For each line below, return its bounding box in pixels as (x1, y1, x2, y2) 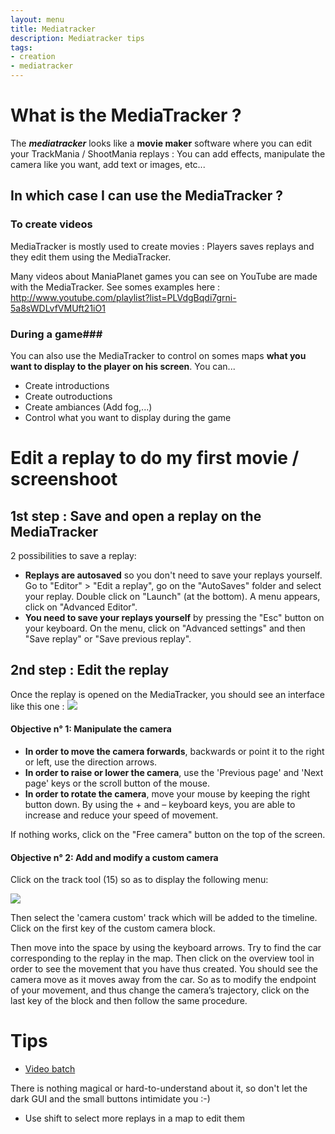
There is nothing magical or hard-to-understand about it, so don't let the (10, 1082, 308, 1095)
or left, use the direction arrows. (24, 756, 158, 768)
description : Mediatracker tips (10, 33, 145, 43)
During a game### (10, 327, 103, 341)
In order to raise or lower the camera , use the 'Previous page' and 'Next (24, 766, 324, 778)
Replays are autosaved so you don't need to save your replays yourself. (24, 569, 323, 581)
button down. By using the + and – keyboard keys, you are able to (24, 798, 296, 810)
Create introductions (24, 379, 110, 391)
